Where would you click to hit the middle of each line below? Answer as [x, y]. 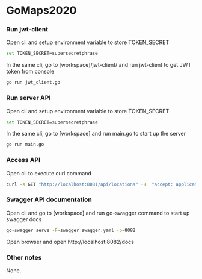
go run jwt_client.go [33, 83]
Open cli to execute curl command [49, 173]
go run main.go [25, 145]
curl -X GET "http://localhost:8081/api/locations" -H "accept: [90, 184]
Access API [23, 160]
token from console [30, 71]
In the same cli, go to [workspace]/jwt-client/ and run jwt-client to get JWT [99, 65]
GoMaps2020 [41, 11]
